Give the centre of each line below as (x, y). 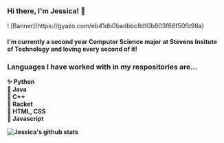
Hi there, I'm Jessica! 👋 (46, 11)
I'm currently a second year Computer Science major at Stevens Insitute (112, 41)
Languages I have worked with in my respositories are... (102, 67)
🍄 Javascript (25, 119)
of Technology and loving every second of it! (72, 49)
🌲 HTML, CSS (26, 111)
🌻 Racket (20, 104)
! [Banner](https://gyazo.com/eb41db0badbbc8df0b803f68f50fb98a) (106, 26)
